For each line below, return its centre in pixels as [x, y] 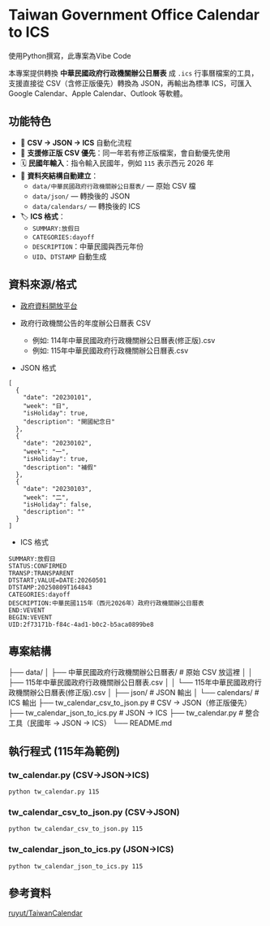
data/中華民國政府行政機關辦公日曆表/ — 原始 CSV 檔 [114, 185]
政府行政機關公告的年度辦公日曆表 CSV [86, 323]
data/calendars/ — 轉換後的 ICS [86, 206]
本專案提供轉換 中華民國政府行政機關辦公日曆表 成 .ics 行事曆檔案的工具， [133, 73]
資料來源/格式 [43, 285]
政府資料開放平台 [49, 306]
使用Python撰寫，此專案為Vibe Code [70, 55]
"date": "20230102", [58, 443]
